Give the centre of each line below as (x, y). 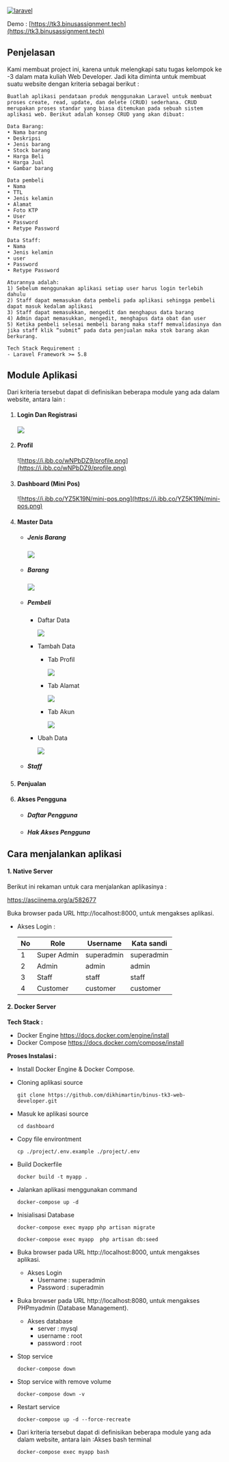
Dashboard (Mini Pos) (49, 483)
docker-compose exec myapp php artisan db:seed (87, 1240)
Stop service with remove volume (64, 1382)
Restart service (38, 1407)
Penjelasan (31, 52)
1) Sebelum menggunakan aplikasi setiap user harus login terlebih (105, 288)
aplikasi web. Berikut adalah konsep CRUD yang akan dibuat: (96, 114)
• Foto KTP (23, 210)
